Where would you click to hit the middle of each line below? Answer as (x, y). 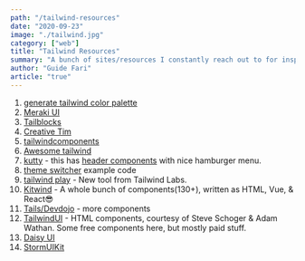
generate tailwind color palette (81, 102)
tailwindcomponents (61, 140)
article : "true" (41, 77)
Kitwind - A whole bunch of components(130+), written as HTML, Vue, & (158, 189)
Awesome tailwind (57, 150)
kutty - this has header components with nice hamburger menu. (142, 160)
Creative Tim (47, 131)
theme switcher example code (80, 169)
